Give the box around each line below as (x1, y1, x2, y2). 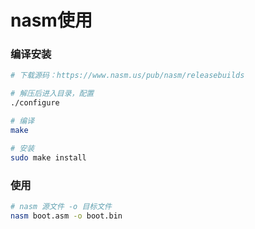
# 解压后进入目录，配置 (10, 89, 95, 99)
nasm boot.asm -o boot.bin (10, 211, 123, 221)
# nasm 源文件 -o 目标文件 (10, 201, 112, 211)
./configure (10, 98, 60, 108)
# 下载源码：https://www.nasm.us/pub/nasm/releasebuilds (10, 71, 245, 81)
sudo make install (10, 152, 87, 163)
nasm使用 (10, 9, 93, 32)
